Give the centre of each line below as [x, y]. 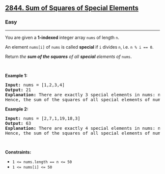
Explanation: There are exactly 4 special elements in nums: [80, 128]
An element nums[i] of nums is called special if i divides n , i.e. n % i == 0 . [79, 47]
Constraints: [18, 152]
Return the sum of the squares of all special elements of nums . [69, 57]
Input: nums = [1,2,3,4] [35, 85]
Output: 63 [18, 123]
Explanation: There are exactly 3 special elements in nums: [80, 95]
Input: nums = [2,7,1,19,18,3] [43, 118]
